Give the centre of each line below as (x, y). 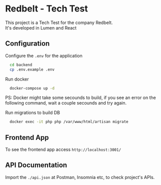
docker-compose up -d (32, 88)
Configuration (27, 44)
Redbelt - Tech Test (47, 9)
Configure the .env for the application (44, 55)
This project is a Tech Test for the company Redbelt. (59, 22)
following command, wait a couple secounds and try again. (66, 103)
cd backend (21, 65)
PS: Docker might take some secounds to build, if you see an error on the (80, 97)
